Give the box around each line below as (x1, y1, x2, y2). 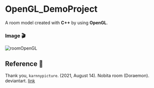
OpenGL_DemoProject (5, 3, 98, 15)
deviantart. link (5, 78, 35, 84)
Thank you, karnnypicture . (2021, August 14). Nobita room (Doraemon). (5, 73, 150, 79)
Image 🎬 (5, 32, 26, 39)
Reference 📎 (5, 59, 43, 68)
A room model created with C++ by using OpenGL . (5, 20, 108, 26)
